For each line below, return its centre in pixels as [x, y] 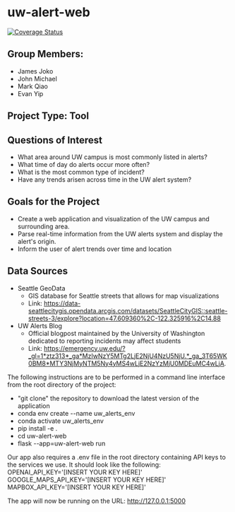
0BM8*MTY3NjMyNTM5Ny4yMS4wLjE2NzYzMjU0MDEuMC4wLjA [126, 363]
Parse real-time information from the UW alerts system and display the [120, 233]
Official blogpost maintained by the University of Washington [116, 333]
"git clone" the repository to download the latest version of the [108, 398]
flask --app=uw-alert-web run [61, 443]
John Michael [37, 78]
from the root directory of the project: [62, 384]
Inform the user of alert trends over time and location [95, 249]
